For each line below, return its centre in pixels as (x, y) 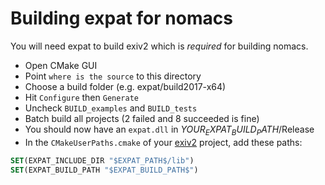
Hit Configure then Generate (81, 97)
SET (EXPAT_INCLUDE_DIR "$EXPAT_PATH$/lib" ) (102, 160)
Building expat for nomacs (121, 18)
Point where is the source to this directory (113, 76)
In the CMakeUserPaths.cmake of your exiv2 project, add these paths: (163, 142)
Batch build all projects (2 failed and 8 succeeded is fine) (142, 118)
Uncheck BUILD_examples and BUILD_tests (111, 108)
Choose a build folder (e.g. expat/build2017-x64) (125, 86)
